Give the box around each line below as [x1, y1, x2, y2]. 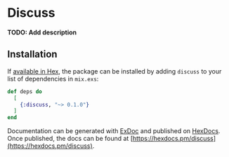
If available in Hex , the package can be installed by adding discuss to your [7, 67, 222, 75]
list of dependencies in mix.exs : [7, 74, 99, 83]
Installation [7, 48, 58, 60]
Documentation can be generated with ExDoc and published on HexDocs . [7, 127, 221, 135]
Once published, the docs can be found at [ [7, 135, 133, 143]
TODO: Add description [7, 28, 77, 36]
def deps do [7, 88, 42, 95]
